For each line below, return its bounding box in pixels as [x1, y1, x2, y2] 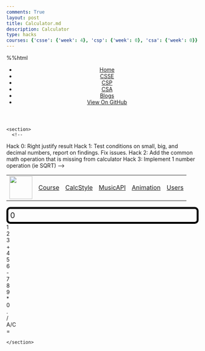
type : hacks [6, 32, 37, 38]
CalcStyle [65, 183, 93, 191]
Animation [131, 183, 161, 191]
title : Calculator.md [6, 20, 62, 26]
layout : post [6, 15, 40, 21]
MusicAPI [98, 183, 126, 191]
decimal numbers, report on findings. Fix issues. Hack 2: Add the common [6, 149, 193, 156]
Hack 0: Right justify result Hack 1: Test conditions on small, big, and [6, 142, 178, 150]
